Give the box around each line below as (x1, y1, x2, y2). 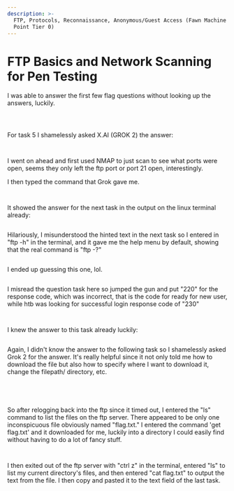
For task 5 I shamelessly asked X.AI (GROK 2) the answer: (7, 131, 173, 139)
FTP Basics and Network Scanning (7, 53, 212, 69)
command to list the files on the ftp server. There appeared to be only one (7, 413, 220, 422)
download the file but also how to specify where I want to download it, (7, 360, 210, 368)
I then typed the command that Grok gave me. (7, 178, 140, 186)
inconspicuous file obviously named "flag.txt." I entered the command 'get (7, 421, 221, 429)
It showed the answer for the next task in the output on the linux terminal (7, 204, 217, 212)
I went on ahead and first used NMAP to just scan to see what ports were (7, 157, 218, 165)
